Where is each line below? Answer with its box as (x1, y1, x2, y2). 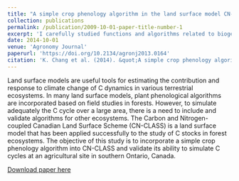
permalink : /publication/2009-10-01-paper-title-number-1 (7, 23, 183, 31)
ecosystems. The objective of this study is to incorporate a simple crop (7, 136, 216, 145)
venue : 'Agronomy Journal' (7, 43, 87, 50)
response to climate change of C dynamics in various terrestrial (7, 83, 193, 92)
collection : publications (7, 17, 84, 24)
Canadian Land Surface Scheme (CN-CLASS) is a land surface (33, 121, 217, 130)
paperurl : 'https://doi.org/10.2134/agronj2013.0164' (7, 50, 171, 57)
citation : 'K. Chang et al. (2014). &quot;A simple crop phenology (7, 57, 212, 64)
